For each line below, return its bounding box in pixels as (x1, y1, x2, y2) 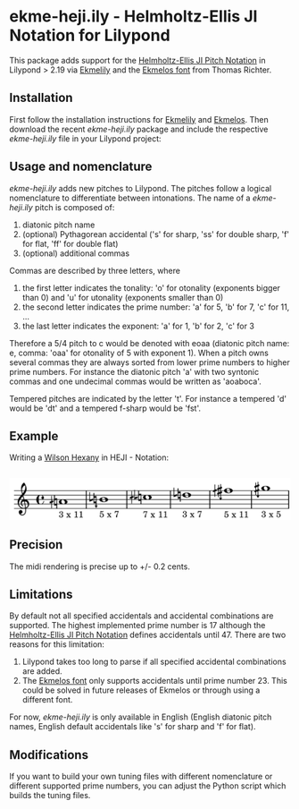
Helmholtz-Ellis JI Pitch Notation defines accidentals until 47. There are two (9, 629, 287, 641)
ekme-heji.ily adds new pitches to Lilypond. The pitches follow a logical (9, 183, 272, 193)
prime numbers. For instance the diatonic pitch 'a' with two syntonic (9, 366, 260, 377)
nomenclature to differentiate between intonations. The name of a (9, 192, 251, 203)
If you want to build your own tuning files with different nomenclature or (9, 771, 273, 782)
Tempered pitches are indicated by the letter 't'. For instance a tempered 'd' (9, 393, 287, 404)
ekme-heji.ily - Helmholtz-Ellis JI (9, 6, 258, 27)
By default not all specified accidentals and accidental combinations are (9, 610, 274, 621)
